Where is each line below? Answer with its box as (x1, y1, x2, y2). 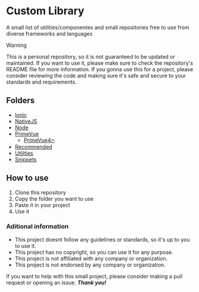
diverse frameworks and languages (6, 30, 93, 37)
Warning (6, 42, 27, 49)
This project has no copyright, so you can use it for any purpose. (14, 248, 173, 256)
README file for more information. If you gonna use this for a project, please (6, 65, 194, 72)
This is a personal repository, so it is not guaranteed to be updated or (6, 53, 175, 60)
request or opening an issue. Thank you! (6, 279, 107, 286)
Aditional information (6, 223, 69, 231)
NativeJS (14, 118, 37, 125)
